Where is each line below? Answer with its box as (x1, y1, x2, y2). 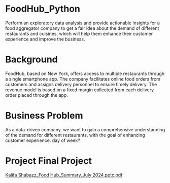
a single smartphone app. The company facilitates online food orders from (5, 76, 161, 82)
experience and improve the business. (5, 36, 85, 42)
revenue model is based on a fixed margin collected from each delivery (5, 87, 154, 93)
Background (5, 54, 58, 65)
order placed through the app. (5, 92, 69, 98)
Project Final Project (5, 155, 92, 166)
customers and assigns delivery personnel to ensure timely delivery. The (5, 81, 157, 87)
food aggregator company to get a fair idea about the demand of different (5, 25, 159, 31)
